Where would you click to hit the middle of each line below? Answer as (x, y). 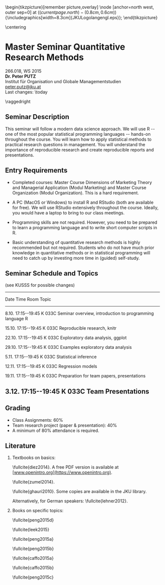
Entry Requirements (36, 170)
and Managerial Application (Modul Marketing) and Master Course (79, 187)
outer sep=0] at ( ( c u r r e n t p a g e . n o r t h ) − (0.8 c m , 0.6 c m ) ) (61, 12)
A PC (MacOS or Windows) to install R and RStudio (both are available (83, 202)
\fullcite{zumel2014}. (33, 482)
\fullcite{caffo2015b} (33, 568)
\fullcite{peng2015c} (33, 577)
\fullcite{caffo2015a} (33, 558)
